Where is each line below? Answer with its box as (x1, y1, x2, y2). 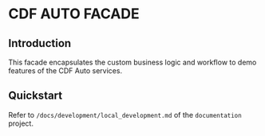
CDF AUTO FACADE (8, 5, 140, 23)
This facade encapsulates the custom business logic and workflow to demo (8, 57, 257, 67)
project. (8, 119, 34, 128)
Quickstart (8, 89, 63, 103)
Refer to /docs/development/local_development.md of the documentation (8, 110, 242, 119)
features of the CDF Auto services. (8, 66, 122, 76)
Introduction (8, 37, 72, 50)
